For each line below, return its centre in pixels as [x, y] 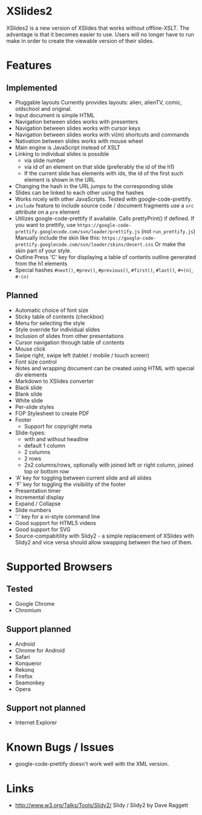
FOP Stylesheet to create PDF [52, 413]
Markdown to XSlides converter [54, 381]
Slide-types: [30, 433]
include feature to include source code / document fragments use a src [104, 205]
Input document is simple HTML [55, 115]
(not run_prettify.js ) [168, 231]
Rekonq [24, 669]
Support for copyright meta [58, 426]
